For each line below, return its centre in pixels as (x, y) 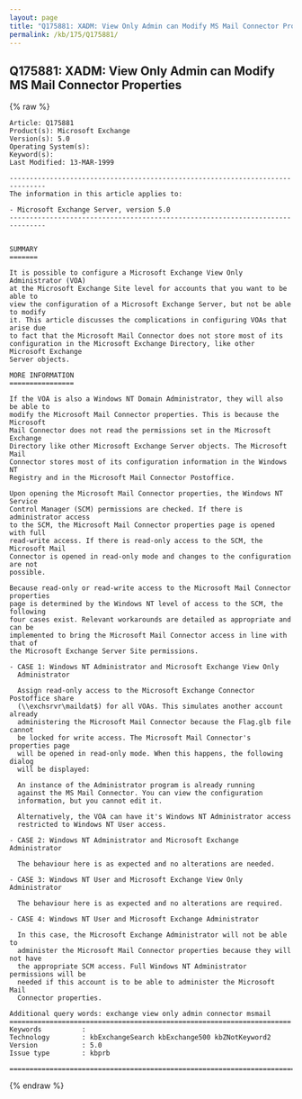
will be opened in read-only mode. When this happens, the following (150, 754)
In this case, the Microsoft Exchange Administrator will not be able (152, 935)
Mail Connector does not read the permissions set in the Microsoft (140, 431)
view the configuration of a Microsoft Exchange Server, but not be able (151, 304)
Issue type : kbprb (60, 1054)
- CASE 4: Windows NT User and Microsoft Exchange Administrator (134, 920)
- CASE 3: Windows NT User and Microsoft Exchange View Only (126, 880)
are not (24, 565)
